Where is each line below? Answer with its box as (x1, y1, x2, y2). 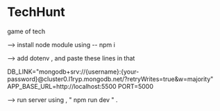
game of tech (7, 27, 46, 35)
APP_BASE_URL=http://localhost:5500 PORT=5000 (7, 82, 154, 90)
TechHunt (7, 4, 66, 20)
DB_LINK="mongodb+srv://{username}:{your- (7, 67, 139, 76)
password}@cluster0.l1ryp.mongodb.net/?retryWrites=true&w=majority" (7, 74, 214, 83)
